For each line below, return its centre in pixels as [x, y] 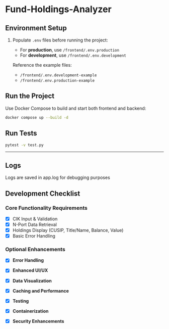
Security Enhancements [38, 321]
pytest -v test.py [24, 145]
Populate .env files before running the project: [60, 40]
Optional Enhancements [35, 250]
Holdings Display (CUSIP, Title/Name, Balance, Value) [68, 230]
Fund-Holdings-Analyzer [58, 9]
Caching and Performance [41, 291]
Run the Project [30, 96]
